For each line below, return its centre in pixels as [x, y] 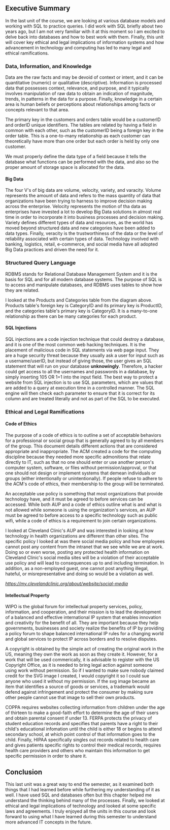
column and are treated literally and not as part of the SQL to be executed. [83, 398]
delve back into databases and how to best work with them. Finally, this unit [84, 37]
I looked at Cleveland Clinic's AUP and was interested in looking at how [79, 530]
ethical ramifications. [27, 53]
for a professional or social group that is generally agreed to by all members [84, 440]
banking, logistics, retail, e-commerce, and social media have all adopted [82, 244]
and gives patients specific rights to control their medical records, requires [83, 745]
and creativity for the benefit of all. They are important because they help [82, 623]
